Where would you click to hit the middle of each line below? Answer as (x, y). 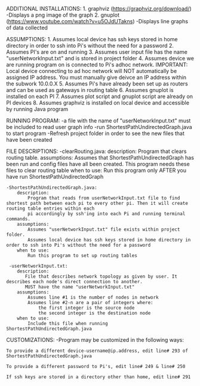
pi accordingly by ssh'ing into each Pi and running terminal (107, 214)
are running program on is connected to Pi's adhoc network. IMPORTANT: (97, 65)
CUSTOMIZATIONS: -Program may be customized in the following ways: (95, 340)
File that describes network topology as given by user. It (101, 277)
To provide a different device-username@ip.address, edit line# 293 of (97, 351)
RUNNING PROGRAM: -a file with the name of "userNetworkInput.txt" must (99, 121)
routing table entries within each (50, 209)
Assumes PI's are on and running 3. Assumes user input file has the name (97, 52)
